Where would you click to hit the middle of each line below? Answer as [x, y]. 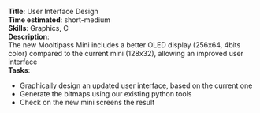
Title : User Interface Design [53, 11]
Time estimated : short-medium [59, 20]
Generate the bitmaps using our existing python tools [106, 94]
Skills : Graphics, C [38, 28]
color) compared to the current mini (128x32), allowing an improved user [126, 53]
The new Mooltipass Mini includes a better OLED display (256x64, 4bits [124, 45]
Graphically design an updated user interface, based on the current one [136, 85]
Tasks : [19, 70]
